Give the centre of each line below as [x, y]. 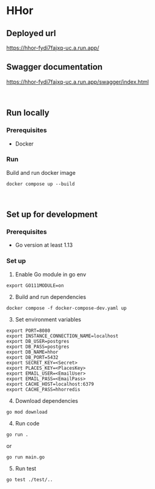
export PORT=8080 [28, 331]
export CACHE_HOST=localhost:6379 [50, 384]
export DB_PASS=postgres [38, 347]
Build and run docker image [41, 172]
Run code [27, 423]
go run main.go [26, 457]
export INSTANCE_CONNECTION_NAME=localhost [63, 336]
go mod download [27, 412]
